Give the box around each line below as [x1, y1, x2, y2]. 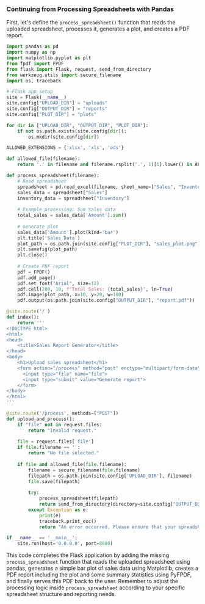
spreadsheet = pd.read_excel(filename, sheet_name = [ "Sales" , [17, 184, 176, 190]
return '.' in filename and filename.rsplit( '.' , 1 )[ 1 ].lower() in [17, 161, 192, 168]
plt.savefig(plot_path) [17, 246, 78, 252]
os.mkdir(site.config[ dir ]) [28, 134, 99, 140]
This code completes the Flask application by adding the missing [6, 551, 170, 559]
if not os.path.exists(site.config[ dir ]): [17, 128, 127, 134]
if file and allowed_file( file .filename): [17, 461, 127, 467]
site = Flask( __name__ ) [6, 94, 67, 101]
